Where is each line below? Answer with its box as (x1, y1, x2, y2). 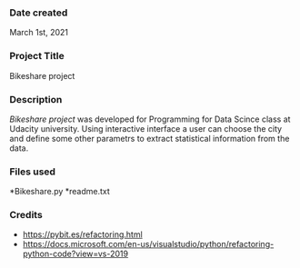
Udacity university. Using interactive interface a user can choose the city (9, 123, 283, 134)
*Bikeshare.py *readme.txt (9, 186, 111, 197)
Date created (9, 6, 68, 19)
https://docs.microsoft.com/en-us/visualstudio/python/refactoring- (22, 239, 275, 250)
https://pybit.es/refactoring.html (22, 229, 143, 240)
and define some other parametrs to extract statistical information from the (9, 133, 290, 144)
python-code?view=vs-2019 (22, 248, 129, 260)
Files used (9, 165, 56, 178)
